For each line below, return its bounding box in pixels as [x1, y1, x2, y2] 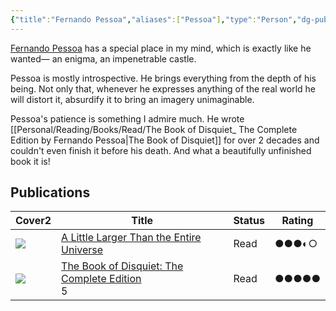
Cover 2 [15, 214, 52, 228]
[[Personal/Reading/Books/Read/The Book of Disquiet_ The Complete [10, 123, 298, 135]
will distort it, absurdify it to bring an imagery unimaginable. [10, 93, 255, 105]
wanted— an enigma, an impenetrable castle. [10, 52, 197, 65]
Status [233, 214, 265, 228]
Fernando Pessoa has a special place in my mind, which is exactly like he [10, 42, 312, 54]
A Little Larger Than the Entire [61, 231, 202, 245]
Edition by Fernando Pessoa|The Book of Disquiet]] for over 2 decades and [10, 134, 320, 146]
